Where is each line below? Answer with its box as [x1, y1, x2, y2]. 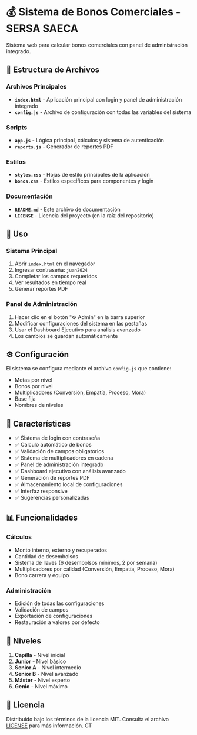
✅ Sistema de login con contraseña [14, 434, 101, 441]
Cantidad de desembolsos [14, 552, 78, 560]
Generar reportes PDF [14, 285, 69, 292]
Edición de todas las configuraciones [14, 600, 105, 607]
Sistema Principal [6, 246, 58, 255]
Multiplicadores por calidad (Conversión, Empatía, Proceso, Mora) [14, 565, 175, 573]
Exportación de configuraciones [14, 613, 93, 620]
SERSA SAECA [6, 22, 78, 35]
